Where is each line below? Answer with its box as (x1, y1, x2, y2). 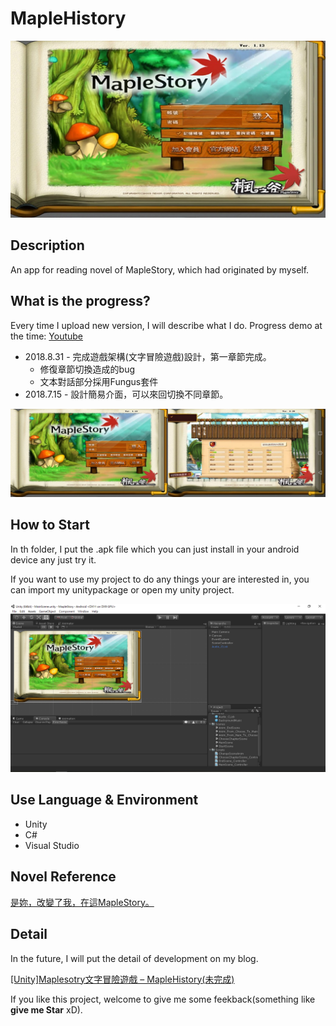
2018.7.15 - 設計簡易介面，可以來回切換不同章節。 (24, 388, 229, 400)
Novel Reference (10, 868, 117, 886)
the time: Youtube (10, 330, 84, 342)
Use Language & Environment (10, 792, 199, 809)
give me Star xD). (10, 1003, 83, 1016)
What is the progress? (10, 293, 151, 310)
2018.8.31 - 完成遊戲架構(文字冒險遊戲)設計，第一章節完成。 (24, 350, 272, 362)
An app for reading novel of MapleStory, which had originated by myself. (10, 263, 310, 276)
